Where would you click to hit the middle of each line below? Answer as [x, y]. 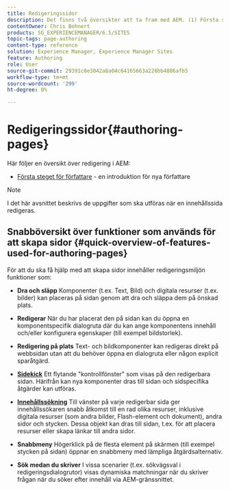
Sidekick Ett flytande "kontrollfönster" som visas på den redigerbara [114, 373]
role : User [23, 64]
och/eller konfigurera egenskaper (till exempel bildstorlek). [100, 332]
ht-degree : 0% [27, 90]
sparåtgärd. [33, 360]
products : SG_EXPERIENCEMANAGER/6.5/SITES [68, 33]
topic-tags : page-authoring [47, 39]
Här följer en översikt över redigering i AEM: [69, 163]
